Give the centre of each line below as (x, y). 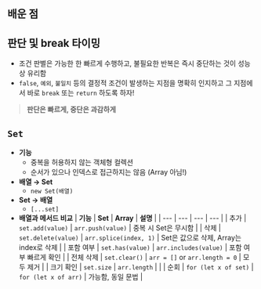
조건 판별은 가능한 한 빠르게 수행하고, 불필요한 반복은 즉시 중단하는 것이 (127, 63)
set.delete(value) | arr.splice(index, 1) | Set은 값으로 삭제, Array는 (130, 238)
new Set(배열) (52, 191)
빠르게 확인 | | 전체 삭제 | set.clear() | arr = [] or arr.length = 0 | (134, 258)
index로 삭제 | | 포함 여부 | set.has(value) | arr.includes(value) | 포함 (130, 247)
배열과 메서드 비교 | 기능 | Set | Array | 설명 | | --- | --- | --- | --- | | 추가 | (132, 219)
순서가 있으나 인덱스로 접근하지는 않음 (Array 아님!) (109, 172)
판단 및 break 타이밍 (54, 43)
